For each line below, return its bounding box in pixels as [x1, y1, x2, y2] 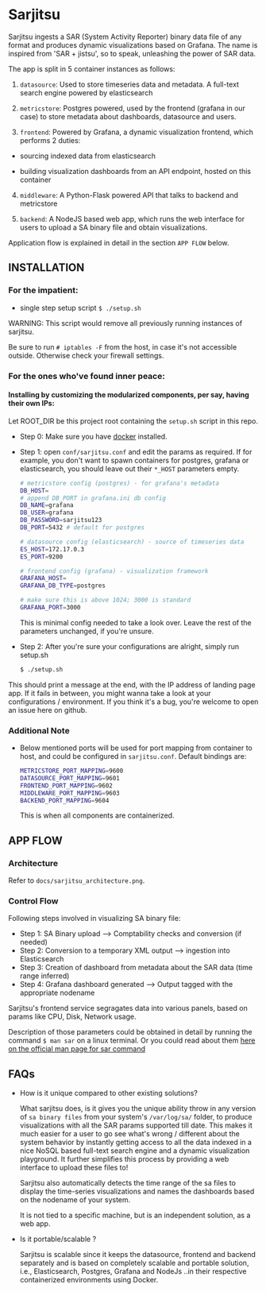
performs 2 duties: [19, 135, 81, 145]
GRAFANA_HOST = [19, 574, 67, 582]
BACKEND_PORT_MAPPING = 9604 [19, 796, 110, 804]
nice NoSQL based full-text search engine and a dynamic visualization [19, 1146, 250, 1155]
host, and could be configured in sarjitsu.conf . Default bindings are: [19, 752, 247, 761]
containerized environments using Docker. [19, 1275, 159, 1285]
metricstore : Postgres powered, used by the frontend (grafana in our [19, 103, 246, 113]
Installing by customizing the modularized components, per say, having [8, 390, 250, 400]
